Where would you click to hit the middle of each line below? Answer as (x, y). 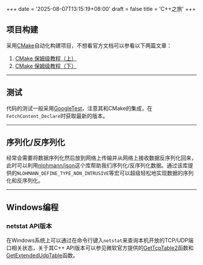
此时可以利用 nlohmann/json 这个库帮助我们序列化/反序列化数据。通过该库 (97, 166)
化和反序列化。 (25, 181)
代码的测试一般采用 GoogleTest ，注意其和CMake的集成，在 (79, 108)
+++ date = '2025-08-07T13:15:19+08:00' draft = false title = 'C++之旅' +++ (101, 9)
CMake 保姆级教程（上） (46, 58)
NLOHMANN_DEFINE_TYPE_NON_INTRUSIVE (63, 174)
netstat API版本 (29, 226)
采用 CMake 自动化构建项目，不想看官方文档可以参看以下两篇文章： (89, 45)
